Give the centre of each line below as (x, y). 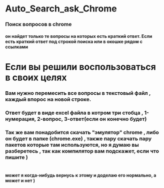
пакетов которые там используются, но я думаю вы (72, 145)
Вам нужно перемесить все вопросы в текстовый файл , (78, 93)
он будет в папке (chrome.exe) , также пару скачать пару (78, 139)
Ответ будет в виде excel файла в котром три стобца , (74, 113)
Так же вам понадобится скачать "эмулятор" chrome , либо (82, 132)
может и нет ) (20, 181)
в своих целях (36, 77)
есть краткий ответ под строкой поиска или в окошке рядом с (74, 41)
